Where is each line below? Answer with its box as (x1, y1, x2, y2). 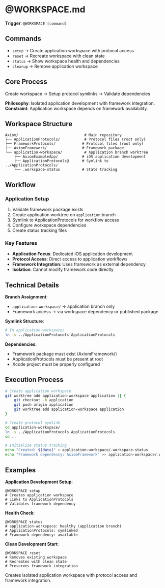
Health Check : (5, 510, 35, 516)
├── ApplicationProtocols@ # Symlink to (14, 159, 109, 163)
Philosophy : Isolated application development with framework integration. (5, 100, 155, 106)
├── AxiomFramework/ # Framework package (5, 146, 124, 151)
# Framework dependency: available (5, 532, 78, 537)
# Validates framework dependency (5, 501, 76, 506)
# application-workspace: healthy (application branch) (5, 523, 122, 528)
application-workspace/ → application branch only (12, 303, 115, 309)
